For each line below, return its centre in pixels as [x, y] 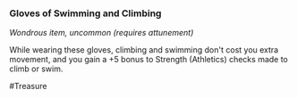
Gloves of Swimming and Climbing [85, 13]
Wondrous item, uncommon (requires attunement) [102, 33]
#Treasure [28, 86]
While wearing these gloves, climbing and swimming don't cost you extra [144, 50]
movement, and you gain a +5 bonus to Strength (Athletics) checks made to [149, 60]
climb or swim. [36, 69]
